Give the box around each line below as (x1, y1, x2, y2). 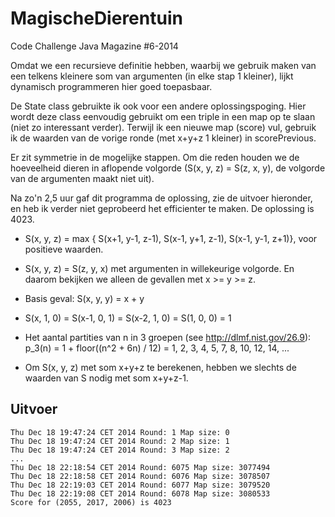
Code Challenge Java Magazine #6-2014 (10, 40, 179, 52)
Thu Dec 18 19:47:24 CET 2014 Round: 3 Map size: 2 (10, 445, 230, 455)
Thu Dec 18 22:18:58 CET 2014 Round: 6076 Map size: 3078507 (10, 471, 271, 481)
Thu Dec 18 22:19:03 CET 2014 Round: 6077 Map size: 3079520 (10, 480, 271, 490)
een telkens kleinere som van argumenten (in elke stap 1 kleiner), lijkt (10, 70, 294, 82)
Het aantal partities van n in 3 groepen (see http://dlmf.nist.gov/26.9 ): (24, 331, 312, 343)
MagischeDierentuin (10, 7, 183, 30)
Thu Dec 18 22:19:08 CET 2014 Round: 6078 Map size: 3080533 (10, 488, 271, 499)
